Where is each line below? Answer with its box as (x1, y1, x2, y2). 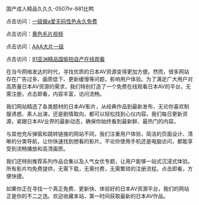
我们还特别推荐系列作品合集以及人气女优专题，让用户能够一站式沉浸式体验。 (6, 158, 193, 165)
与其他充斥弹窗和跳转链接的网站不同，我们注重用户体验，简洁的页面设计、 (6, 130, 188, 137)
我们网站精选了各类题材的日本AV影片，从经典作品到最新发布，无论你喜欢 (6, 103, 185, 110)
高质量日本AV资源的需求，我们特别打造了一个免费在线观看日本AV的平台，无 (6, 83, 191, 90)
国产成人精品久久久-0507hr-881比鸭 (6, 5, 94, 12)
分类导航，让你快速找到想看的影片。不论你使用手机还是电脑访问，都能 (16, 138, 188, 145)
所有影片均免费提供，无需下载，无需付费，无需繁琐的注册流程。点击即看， (6, 165, 188, 172)
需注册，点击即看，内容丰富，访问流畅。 (6, 91, 105, 97)
